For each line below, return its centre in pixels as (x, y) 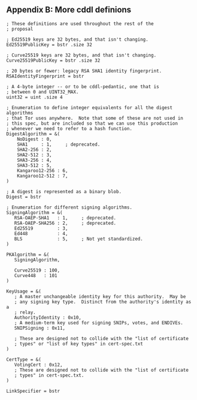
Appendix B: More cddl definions (69, 10)
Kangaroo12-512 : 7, (43, 176)
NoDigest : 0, (34, 139)
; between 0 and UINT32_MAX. (43, 92)
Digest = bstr (24, 197)
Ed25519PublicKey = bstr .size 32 (49, 44)
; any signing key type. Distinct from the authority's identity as (103, 302)
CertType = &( (24, 359)
